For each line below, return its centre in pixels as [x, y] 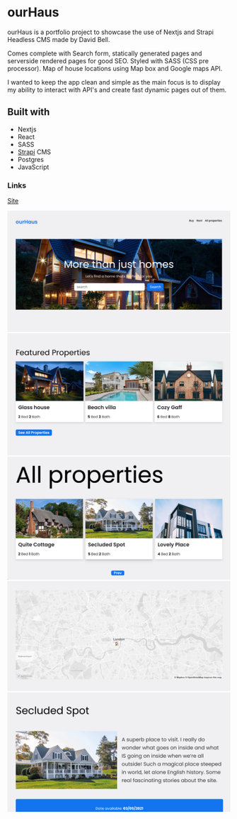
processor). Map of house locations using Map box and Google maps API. [115, 68]
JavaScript [33, 167]
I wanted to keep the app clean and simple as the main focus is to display [114, 82]
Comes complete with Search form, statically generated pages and [105, 53]
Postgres [31, 159]
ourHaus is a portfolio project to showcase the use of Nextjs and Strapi [111, 32]
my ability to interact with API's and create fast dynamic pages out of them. [117, 90]
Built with [29, 112]
